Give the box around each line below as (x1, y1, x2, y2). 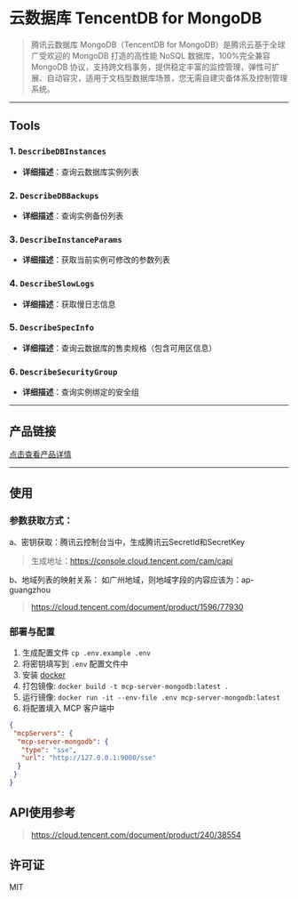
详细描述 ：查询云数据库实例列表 (21, 166, 139, 177)
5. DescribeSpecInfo (9, 321, 95, 333)
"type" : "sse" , (20, 745, 77, 754)
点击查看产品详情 (9, 448, 72, 459)
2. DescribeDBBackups (9, 189, 99, 201)
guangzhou (9, 584, 51, 595)
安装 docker (21, 669, 67, 680)
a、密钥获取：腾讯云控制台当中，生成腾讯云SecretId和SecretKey (9, 536, 246, 547)
